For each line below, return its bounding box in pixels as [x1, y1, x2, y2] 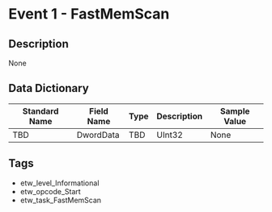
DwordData [76, 129, 120, 140]
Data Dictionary [8, 81, 89, 95]
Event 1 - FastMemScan [8, 5, 170, 23]
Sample [219, 106, 250, 117]
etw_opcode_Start [19, 186, 81, 196]
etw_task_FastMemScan [19, 195, 102, 205]
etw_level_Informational [19, 178, 100, 188]
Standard [22, 106, 59, 117]
